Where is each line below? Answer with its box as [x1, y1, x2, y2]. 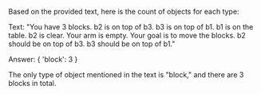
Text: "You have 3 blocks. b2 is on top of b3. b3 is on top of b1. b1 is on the [8, 22, 254, 31]
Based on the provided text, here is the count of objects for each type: [8, 7, 239, 16]
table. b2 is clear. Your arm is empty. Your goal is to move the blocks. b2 [8, 31, 246, 40]
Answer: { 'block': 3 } [8, 55, 78, 64]
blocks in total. [8, 79, 57, 88]
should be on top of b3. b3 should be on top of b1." [8, 39, 176, 49]
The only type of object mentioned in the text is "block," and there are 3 [8, 70, 244, 79]
